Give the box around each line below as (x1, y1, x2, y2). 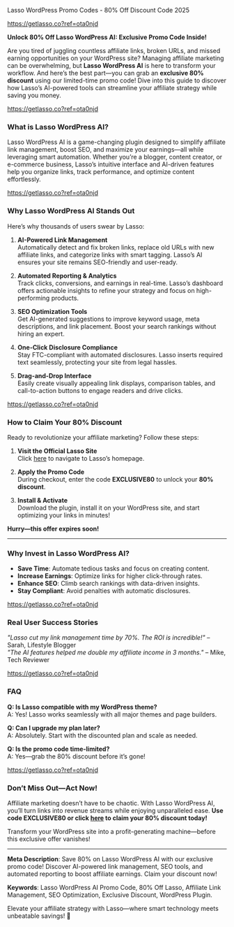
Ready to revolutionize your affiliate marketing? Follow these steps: (7, 433, 200, 441)
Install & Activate (17, 496, 68, 504)
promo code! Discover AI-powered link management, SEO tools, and (7, 863, 203, 871)
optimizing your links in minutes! (17, 510, 110, 519)
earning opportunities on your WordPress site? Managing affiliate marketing (7, 54, 224, 62)
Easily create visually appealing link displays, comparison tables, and (17, 379, 216, 387)
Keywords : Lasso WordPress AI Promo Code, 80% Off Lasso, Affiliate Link (7, 884, 221, 892)
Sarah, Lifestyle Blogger (7, 641, 77, 649)
